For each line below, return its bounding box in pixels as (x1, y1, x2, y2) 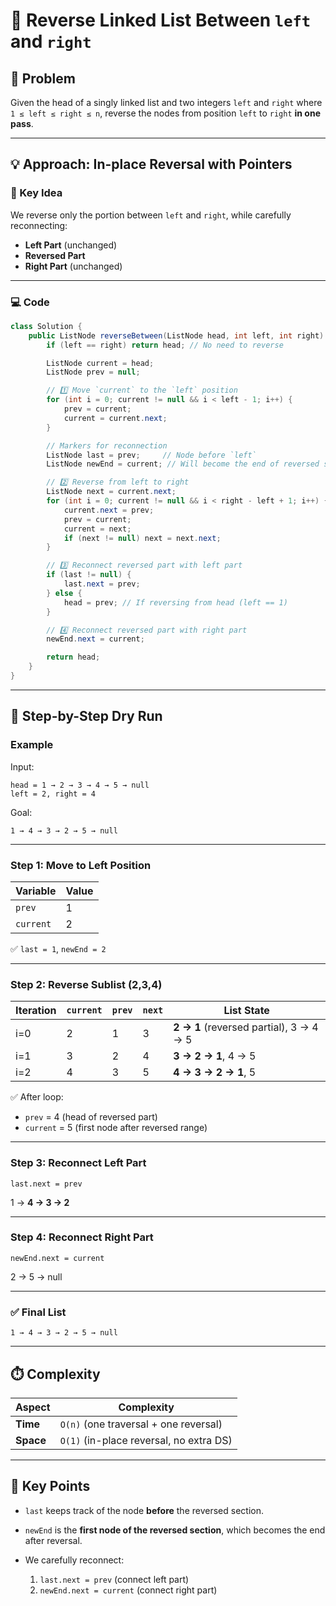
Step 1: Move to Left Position (10, 858, 152, 872)
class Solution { (10, 321, 83, 331)
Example (10, 738, 54, 752)
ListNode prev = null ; (46, 367, 141, 378)
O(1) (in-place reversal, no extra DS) (59, 1433, 233, 1447)
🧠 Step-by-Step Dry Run (10, 708, 163, 725)
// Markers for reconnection (46, 440, 168, 451)
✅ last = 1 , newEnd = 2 (10, 942, 107, 954)
